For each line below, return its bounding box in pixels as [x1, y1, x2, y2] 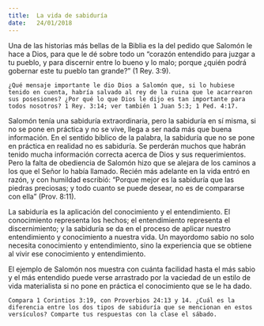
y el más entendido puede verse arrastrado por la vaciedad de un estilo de [8, 272, 251, 282]
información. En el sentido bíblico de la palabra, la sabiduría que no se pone [8, 132, 255, 142]
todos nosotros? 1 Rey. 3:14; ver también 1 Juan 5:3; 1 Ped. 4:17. [8, 102, 239, 110]
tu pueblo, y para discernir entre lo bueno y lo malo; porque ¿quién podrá [8, 57, 247, 67]
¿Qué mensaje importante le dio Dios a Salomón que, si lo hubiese [8, 81, 236, 89]
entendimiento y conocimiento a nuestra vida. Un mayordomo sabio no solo [8, 232, 255, 241]
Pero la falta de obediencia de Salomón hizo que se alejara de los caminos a [8, 157, 256, 167]
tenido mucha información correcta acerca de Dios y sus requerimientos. [8, 150, 247, 159]
